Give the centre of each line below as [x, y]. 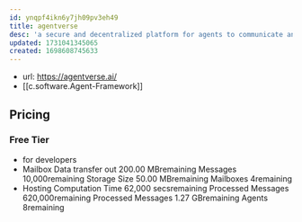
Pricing [30, 115]
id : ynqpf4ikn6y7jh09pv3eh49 [64, 18]
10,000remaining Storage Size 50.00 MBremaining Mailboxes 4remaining [157, 178]
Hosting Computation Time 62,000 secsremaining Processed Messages [155, 188]
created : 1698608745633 [54, 51]
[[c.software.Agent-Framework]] [83, 86]
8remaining [43, 207]
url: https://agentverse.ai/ [70, 76]
